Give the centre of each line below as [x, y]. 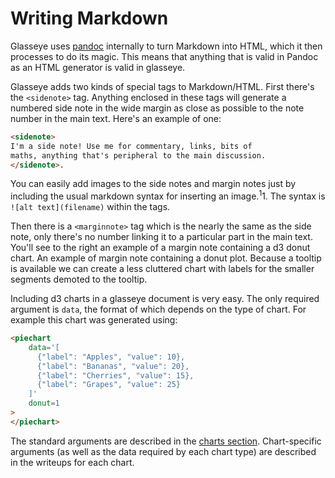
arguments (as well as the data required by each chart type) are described [163, 451]
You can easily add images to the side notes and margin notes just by [153, 184]
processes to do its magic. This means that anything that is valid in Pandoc [164, 56]
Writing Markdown [89, 18]
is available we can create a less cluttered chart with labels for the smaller [162, 269]
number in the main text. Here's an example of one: [116, 118]
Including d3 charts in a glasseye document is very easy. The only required [165, 299]
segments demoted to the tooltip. [79, 279]
